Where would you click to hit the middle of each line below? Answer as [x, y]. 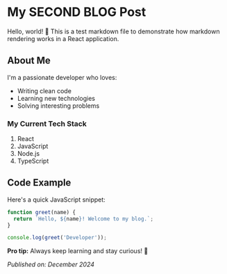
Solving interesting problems [58, 106]
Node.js [28, 154]
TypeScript [33, 161]
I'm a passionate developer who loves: [62, 77]
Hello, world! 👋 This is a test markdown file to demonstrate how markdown [113, 31]
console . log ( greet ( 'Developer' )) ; [57, 238]
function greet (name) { [42, 212]
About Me [29, 61]
